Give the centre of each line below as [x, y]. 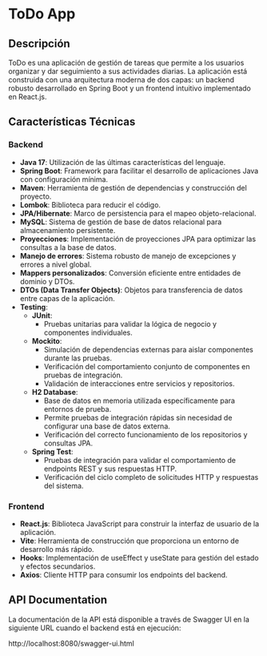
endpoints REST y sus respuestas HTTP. [110, 469]
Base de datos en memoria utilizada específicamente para [139, 400]
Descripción [39, 44]
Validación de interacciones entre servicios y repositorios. [139, 383]
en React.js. [28, 97]
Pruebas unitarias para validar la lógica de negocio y [130, 324]
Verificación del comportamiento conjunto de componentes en [147, 366]
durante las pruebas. [78, 358]
